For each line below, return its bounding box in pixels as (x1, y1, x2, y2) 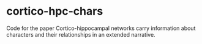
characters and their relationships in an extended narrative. (6, 31, 155, 38)
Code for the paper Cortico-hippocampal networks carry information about (6, 24, 196, 32)
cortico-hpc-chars (6, 4, 103, 18)
